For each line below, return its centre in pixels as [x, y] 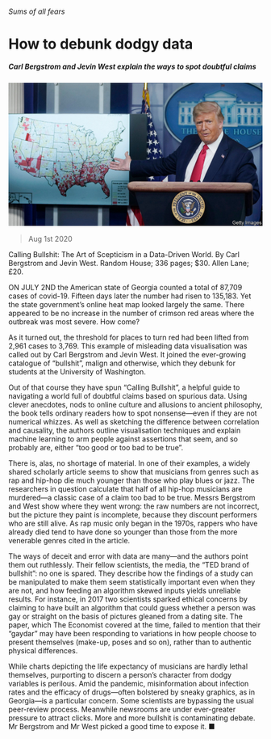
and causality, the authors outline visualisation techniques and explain [125, 431]
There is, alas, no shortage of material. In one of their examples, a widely [129, 463]
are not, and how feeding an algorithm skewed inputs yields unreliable [125, 591]
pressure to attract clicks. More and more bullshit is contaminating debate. [132, 718]
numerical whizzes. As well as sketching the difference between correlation [134, 422]
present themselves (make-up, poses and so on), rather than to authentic [130, 642]
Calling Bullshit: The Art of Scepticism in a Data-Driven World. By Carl [124, 255]
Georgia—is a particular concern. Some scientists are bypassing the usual [131, 701]
